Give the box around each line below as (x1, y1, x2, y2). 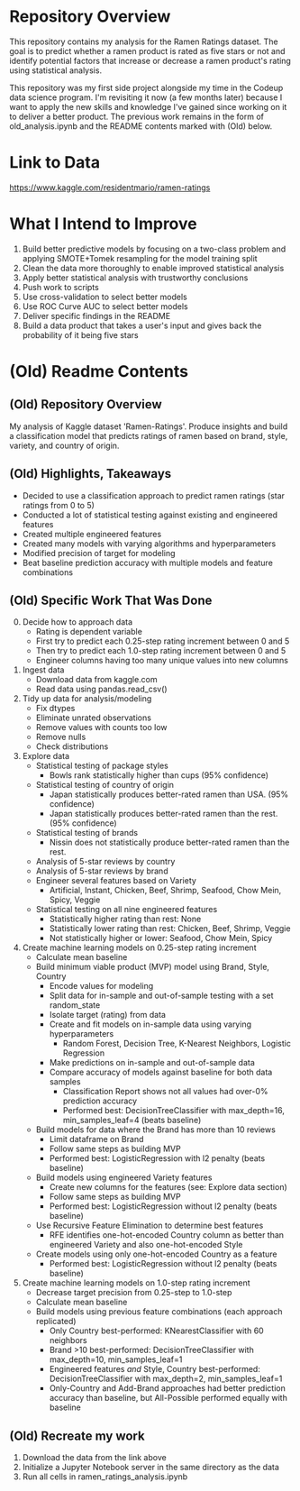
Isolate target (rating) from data (49, 1010, 167, 1020)
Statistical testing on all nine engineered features (35, 904, 218, 915)
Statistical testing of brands (35, 828, 138, 838)
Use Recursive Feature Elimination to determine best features (35, 1220, 264, 1231)
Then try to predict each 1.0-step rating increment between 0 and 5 (35, 645, 286, 656)
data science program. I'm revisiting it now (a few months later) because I (9, 92, 283, 103)
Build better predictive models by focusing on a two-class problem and (22, 243, 286, 254)
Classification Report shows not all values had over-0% (62, 1086, 268, 1097)
